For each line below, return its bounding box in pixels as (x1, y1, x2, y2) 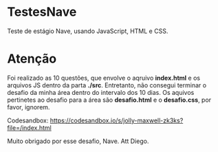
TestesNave (7, 4, 77, 20)
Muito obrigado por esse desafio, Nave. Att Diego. (7, 137, 149, 145)
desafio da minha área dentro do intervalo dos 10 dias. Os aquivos (7, 88, 195, 96)
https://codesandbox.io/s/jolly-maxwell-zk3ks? (50, 116, 184, 124)
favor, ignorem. (7, 102, 50, 111)
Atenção (7, 51, 57, 67)
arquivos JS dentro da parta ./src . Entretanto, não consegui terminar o (7, 80, 207, 89)
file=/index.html (7, 123, 52, 131)
